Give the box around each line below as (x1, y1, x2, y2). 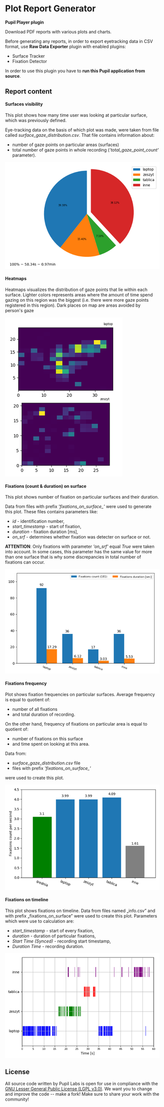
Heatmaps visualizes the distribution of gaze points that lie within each (5, 286, 148, 292)
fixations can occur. (5, 559, 45, 565)
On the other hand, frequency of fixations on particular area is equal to (5, 721, 148, 727)
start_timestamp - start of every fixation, (12, 928, 94, 934)
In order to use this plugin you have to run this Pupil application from (5, 67, 145, 74)
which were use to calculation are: (5, 918, 74, 924)
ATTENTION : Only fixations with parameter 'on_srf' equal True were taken (5, 543, 155, 549)
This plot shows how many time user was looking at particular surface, (5, 112, 148, 118)
